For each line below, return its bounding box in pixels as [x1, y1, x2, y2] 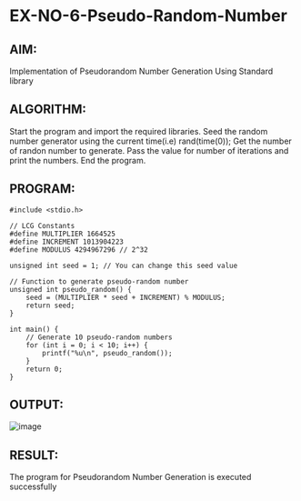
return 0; [25, 365, 64, 374]
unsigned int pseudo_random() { [9, 285, 132, 294]
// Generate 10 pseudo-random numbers [25, 333, 173, 342]
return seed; [25, 301, 75, 310]
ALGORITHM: [9, 102, 86, 117]
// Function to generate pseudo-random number [9, 276, 189, 286]
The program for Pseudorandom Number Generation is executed [9, 472, 252, 483]
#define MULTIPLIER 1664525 [9, 229, 116, 238]
